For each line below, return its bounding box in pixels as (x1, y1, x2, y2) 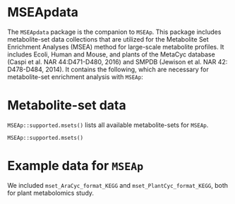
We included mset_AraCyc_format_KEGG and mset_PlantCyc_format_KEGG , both (7, 181, 228, 189)
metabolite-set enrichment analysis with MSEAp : (7, 72, 143, 81)
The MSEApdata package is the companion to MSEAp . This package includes (7, 28, 222, 36)
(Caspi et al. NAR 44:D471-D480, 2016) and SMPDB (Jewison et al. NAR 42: (7, 57, 228, 66)
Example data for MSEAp (7, 158, 144, 174)
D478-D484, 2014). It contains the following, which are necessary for (7, 65, 210, 73)
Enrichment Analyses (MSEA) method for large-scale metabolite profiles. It (7, 42, 224, 51)
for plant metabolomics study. (7, 188, 94, 197)
